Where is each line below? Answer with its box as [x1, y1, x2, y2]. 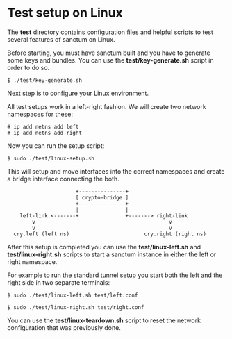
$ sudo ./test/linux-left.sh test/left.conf [7, 292, 138, 299]
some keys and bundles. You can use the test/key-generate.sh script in [7, 56, 214, 64]
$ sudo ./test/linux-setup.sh [7, 155, 95, 162]
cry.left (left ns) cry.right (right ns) [13, 231, 207, 238]
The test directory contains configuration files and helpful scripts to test [7, 28, 214, 36]
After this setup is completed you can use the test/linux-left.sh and [7, 242, 201, 251]
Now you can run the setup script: [7, 141, 105, 150]
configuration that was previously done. [7, 323, 122, 331]
